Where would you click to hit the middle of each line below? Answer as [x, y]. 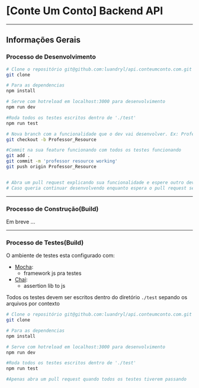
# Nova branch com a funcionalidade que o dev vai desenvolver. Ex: [92, 134]
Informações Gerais [44, 40]
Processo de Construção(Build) [52, 209]
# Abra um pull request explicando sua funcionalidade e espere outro [95, 182]
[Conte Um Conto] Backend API [85, 11]
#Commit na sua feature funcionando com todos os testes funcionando [94, 150]
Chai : [21, 280]
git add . [18, 156]
